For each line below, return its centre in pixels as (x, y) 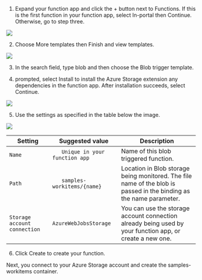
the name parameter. (151, 198)
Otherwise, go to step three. (50, 21)
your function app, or (151, 231)
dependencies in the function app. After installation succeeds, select (100, 86)
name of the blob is (148, 183)
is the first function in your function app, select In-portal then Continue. (103, 15)
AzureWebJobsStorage (81, 223)
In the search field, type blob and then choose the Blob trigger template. (104, 67)
